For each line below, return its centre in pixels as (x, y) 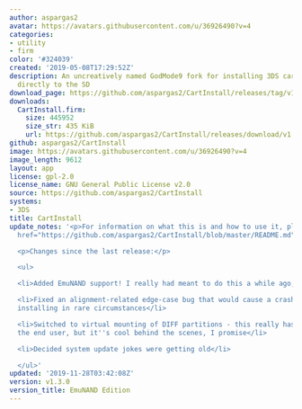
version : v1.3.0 (40, 382)
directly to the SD (54, 84)
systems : (26, 202)
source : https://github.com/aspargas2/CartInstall (106, 193)
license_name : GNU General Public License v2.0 (100, 185)
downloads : (30, 101)
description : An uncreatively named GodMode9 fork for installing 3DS (144, 76)
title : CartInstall (46, 218)
